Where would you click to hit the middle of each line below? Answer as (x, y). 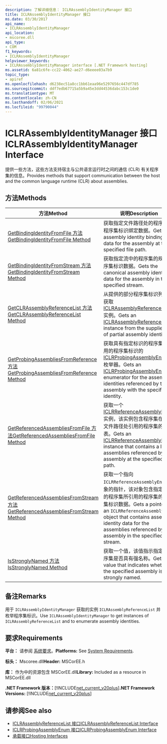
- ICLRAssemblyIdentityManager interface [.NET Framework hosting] (77, 65)
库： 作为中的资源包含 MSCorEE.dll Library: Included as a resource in (76, 672)
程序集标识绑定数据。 (128, 230)
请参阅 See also (29, 710)
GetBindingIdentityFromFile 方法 (45, 233)
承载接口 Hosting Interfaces (40, 736)
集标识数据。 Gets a (126, 504)
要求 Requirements (34, 638)
